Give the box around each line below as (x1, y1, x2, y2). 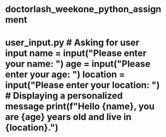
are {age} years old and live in (5, 111, 131, 123)
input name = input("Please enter (5, 47, 146, 59)
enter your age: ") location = (5, 69, 125, 80)
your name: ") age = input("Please (5, 58, 151, 69)
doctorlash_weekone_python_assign (5, 3, 161, 15)
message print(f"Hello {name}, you (5, 101, 155, 112)
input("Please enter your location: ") (5, 79, 160, 91)
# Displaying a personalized (5, 90, 123, 101)
